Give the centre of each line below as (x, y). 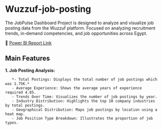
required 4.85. (21, 92)
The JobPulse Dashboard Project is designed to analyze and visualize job (80, 23)
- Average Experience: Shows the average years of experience (77, 88)
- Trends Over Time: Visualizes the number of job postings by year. (84, 97)
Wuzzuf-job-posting (48, 9)
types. (12, 123)
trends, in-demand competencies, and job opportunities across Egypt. (76, 33)
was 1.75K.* (17, 84)
